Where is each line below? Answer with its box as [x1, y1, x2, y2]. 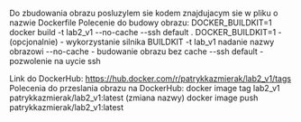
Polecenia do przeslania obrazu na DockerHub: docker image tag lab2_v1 [9, 83, 280, 93]
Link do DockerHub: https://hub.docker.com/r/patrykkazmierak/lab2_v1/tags [9, 73, 291, 84]
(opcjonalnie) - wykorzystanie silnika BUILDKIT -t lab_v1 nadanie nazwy [9, 36, 275, 47]
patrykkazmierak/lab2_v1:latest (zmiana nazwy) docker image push [9, 92, 259, 103]
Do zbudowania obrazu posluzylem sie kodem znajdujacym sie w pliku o [9, 8, 278, 18]
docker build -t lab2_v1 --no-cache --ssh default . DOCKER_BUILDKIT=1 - [9, 27, 282, 37]
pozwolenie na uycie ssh [9, 56, 101, 66]
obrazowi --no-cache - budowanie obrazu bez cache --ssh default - [9, 46, 264, 57]
